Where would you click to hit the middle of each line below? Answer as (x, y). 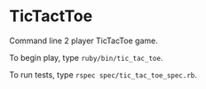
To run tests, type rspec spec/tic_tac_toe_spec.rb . (103, 74)
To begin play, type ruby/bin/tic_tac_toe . (86, 57)
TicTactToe (51, 16)
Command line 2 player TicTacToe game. (83, 41)
